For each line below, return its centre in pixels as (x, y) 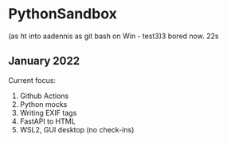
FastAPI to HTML (47, 121)
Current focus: (32, 80)
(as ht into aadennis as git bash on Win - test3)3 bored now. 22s (113, 36)
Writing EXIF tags (48, 112)
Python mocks (43, 104)
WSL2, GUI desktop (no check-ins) (77, 129)
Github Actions (44, 96)
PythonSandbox (63, 14)
